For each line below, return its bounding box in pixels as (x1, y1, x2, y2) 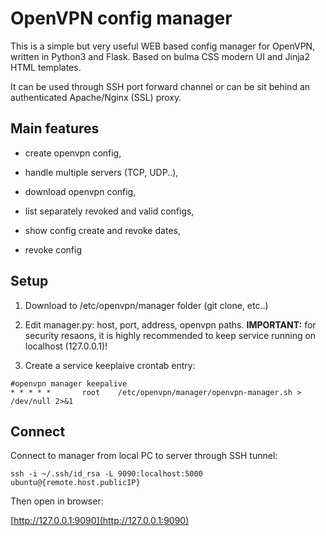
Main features (10, 120, 100, 137)
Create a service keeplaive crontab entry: (24, 359, 196, 371)
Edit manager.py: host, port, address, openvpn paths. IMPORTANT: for (24, 318, 317, 331)
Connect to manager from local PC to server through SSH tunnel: (10, 450, 278, 462)
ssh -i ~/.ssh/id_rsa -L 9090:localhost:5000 (10, 469, 203, 479)
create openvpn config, (24, 147, 122, 159)
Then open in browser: (10, 495, 104, 507)
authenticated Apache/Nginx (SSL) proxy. (10, 91, 182, 103)
